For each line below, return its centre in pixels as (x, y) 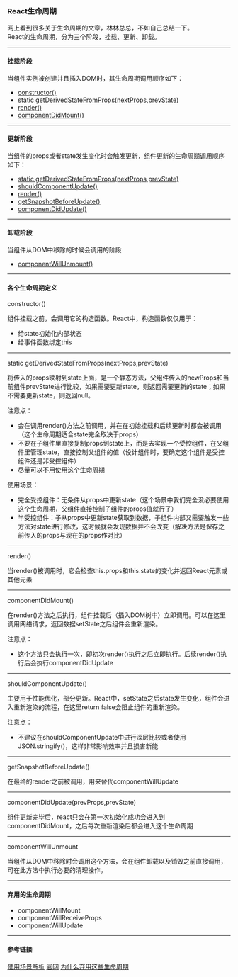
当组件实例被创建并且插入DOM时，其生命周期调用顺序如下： (96, 78)
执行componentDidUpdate (75, 663)
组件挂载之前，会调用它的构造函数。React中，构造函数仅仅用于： (103, 318)
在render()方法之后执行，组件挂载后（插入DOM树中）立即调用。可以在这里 (117, 615)
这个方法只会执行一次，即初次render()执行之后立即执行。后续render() (119, 654)
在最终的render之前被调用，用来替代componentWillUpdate (93, 781)
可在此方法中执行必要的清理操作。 (57, 870)
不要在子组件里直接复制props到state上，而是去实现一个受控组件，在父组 (123, 444)
